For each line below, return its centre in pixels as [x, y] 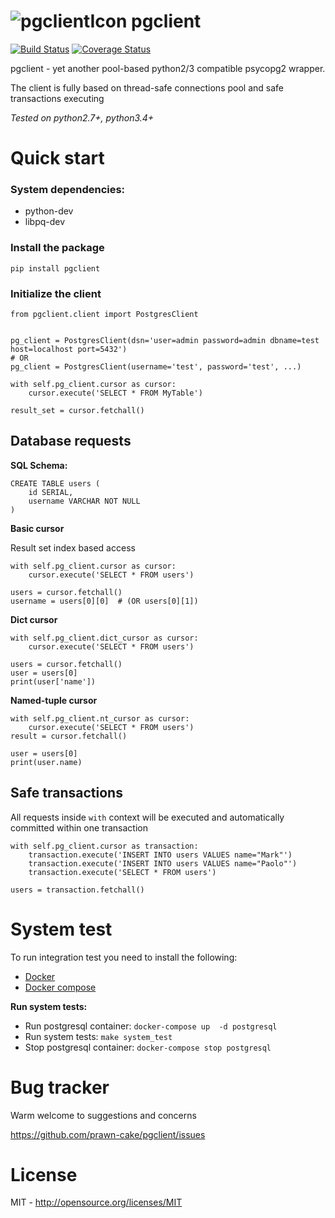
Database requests [71, 441]
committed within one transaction [79, 827]
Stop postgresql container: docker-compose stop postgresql [148, 1047]
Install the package [57, 248]
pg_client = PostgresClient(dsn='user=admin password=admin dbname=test [165, 341]
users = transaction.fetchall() [77, 890]
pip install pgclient [55, 268]
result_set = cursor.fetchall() [77, 411]
